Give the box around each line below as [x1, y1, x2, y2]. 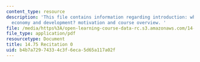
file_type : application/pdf [6, 31, 76, 37]
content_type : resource [6, 8, 65, 15]
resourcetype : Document [6, 36, 65, 42]
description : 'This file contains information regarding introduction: [6, 14, 187, 20]
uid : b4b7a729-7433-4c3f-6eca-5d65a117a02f [6, 47, 116, 53]
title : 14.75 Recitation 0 [6, 42, 73, 48]
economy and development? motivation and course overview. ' [11, 19, 167, 25]
